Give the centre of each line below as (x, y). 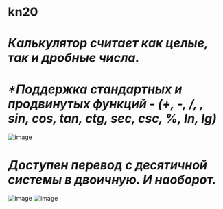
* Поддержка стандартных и (95, 89)
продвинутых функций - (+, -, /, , (106, 104)
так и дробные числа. (74, 58)
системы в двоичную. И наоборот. (112, 180)
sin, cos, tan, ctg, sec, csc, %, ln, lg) (112, 118)
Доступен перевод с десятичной (108, 165)
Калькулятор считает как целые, (108, 44)
